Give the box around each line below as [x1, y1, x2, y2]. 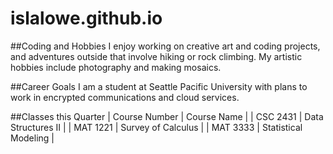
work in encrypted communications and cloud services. [10, 91, 240, 103]
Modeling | [10, 132, 55, 144]
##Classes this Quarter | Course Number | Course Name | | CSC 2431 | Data [10, 110, 324, 122]
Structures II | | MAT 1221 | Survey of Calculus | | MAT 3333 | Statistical [10, 121, 303, 133]
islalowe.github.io [10, 7, 163, 30]
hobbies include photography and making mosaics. [10, 61, 222, 73]
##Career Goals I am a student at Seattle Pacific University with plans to [10, 80, 308, 92]
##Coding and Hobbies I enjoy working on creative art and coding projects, [10, 40, 321, 52]
